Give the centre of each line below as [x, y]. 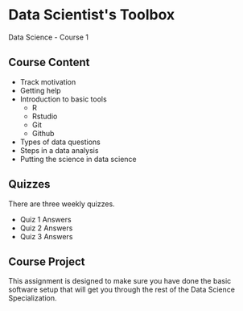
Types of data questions [60, 142]
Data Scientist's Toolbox [92, 15]
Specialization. [33, 298]
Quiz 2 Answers [46, 228]
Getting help [41, 90]
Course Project [47, 261]
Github [43, 133]
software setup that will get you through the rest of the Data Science [122, 290]
